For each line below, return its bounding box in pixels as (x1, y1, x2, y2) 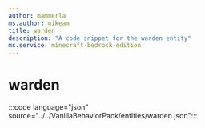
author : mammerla (8, 11, 66, 20)
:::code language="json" (8, 102, 89, 112)
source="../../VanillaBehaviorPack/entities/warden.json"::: (8, 111, 198, 121)
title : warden (8, 26, 56, 34)
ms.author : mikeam (8, 19, 70, 27)
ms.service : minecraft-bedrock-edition (8, 42, 142, 50)
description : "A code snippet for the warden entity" (8, 34, 192, 42)
